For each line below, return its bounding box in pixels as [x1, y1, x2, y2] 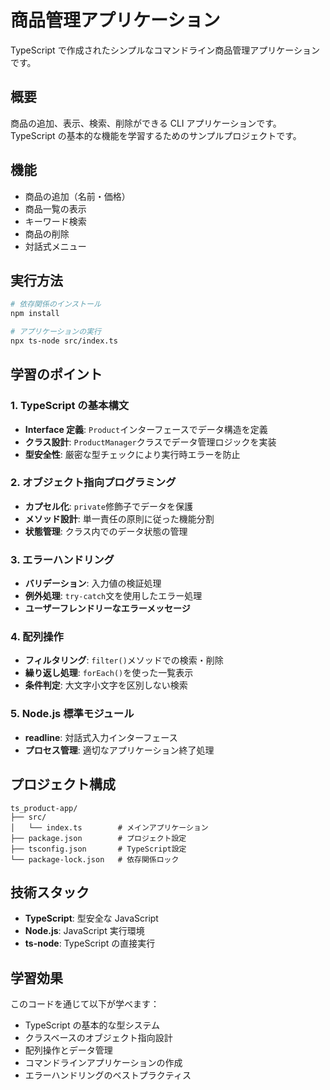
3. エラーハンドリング [10, 552, 115, 566]
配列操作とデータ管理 [24, 1044, 113, 1056]
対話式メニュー [24, 240, 87, 252]
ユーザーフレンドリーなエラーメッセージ [24, 602, 191, 615]
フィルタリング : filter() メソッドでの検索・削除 [24, 654, 224, 666]
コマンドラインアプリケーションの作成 [24, 1057, 183, 1069]
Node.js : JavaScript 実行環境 [24, 925, 145, 937]
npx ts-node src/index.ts [10, 336, 118, 346]
